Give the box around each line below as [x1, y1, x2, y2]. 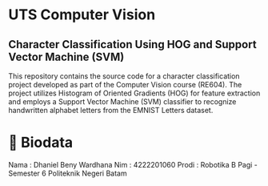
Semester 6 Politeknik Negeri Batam [8, 168, 127, 178]
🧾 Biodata [8, 134, 74, 152]
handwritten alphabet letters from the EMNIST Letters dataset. [8, 106, 214, 115]
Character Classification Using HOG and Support [8, 38, 258, 51]
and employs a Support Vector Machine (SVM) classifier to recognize [8, 97, 237, 106]
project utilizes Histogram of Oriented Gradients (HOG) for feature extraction [8, 88, 261, 98]
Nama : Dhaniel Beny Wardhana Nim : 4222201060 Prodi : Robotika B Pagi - [8, 160, 258, 169]
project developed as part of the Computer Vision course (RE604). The [8, 80, 242, 89]
